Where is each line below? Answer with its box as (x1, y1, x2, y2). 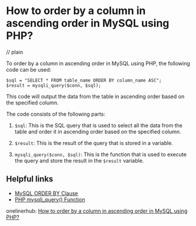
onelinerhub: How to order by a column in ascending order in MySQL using (6, 207, 188, 214)
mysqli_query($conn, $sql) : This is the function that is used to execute (14, 151, 187, 158)
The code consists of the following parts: (6, 110, 106, 117)
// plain (6, 48, 24, 55)
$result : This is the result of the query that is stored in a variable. (14, 139, 174, 146)
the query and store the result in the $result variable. (14, 157, 144, 164)
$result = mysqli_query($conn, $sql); (6, 82, 101, 89)
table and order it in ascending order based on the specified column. (14, 128, 181, 135)
